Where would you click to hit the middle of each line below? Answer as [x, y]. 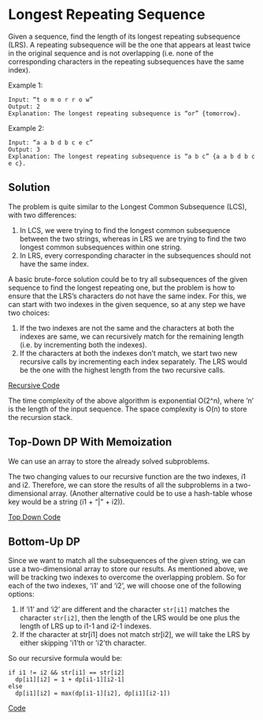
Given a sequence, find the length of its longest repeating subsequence [124, 36]
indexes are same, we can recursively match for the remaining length [131, 336]
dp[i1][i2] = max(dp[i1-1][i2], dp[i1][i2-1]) [93, 694]
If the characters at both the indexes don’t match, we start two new [128, 353]
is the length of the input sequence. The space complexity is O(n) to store [128, 409]
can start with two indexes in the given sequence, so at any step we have [127, 304]
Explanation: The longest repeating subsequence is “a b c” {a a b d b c [132, 156]
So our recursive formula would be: [65, 658]
